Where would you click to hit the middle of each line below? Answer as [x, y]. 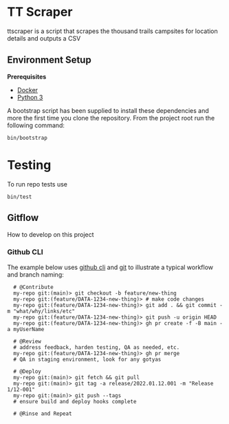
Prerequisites [27, 76]
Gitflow [23, 218]
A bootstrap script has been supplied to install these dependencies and [108, 110]
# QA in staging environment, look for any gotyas [87, 359]
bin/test [20, 197]
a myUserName [26, 329]
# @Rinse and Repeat [43, 414]
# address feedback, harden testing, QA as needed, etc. [97, 347]
